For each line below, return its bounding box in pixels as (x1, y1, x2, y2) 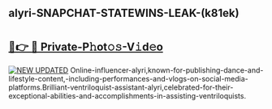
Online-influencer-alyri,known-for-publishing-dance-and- (70, 65, 264, 75)
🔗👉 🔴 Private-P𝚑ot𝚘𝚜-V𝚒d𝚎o (8, 40, 164, 53)
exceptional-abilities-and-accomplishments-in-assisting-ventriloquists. (8, 91, 246, 100)
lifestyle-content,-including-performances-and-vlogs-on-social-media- (8, 74, 249, 83)
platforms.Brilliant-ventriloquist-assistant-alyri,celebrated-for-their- (8, 82, 234, 92)
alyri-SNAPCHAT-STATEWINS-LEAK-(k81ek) (8, 6, 240, 20)
